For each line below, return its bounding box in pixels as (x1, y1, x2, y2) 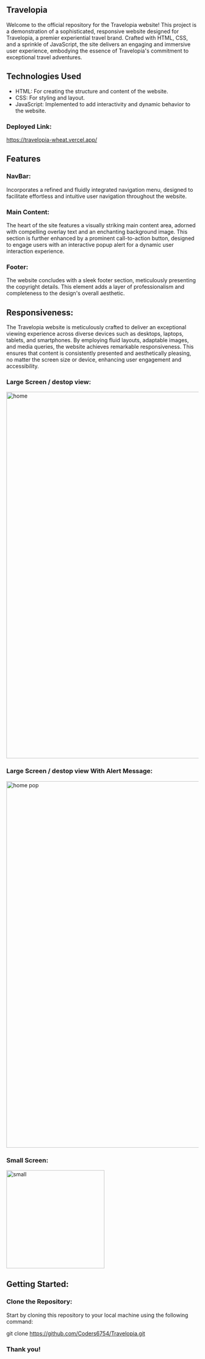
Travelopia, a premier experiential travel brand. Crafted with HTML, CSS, (6, 34, 188, 42)
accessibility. (6, 363, 40, 370)
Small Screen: (6, 1156, 49, 1164)
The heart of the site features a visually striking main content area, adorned (6, 221, 196, 228)
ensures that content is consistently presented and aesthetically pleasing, (6, 349, 192, 357)
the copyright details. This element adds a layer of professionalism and (6, 283, 185, 291)
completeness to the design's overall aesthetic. (6, 290, 125, 297)
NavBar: (6, 172, 31, 181)
